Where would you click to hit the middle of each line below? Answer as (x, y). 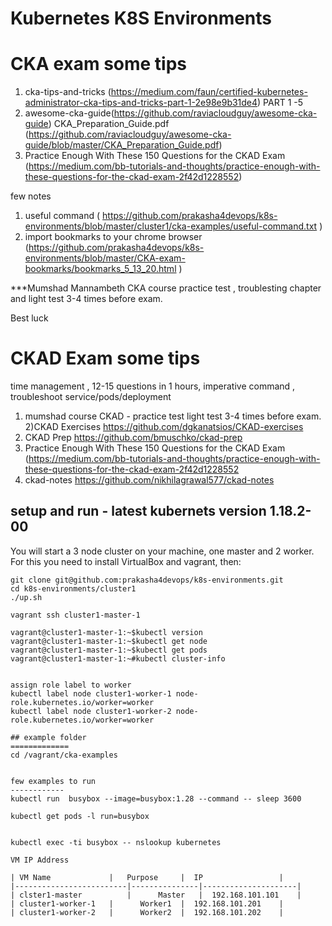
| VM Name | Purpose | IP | (147, 877)
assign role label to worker (71, 685)
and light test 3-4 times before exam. (86, 299)
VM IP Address (40, 860)
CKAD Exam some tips (105, 358)
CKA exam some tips (99, 64)
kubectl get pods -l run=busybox (80, 816)
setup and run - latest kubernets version (138, 511)
